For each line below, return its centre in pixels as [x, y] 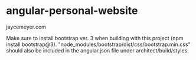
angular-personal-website [72, 11]
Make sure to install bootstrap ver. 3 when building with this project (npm [95, 38]
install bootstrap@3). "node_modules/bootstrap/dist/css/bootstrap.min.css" [98, 44]
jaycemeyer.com [26, 27]
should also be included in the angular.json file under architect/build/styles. [97, 50]
